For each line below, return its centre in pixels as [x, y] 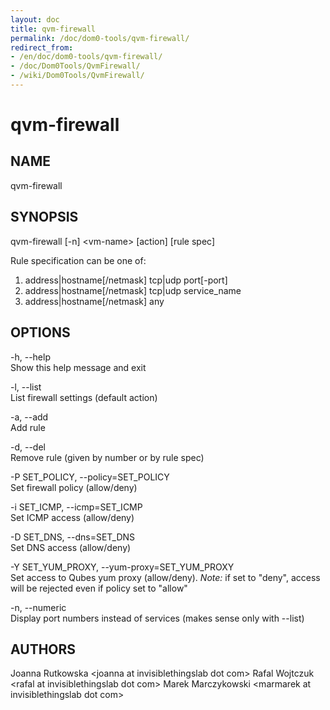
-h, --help [30, 357]
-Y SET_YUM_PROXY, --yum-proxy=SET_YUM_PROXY [122, 567]
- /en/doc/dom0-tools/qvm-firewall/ [86, 57]
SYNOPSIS [44, 217]
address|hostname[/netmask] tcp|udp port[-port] [126, 280]
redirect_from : [42, 47]
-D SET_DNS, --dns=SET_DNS [73, 537]
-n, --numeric [38, 607]
